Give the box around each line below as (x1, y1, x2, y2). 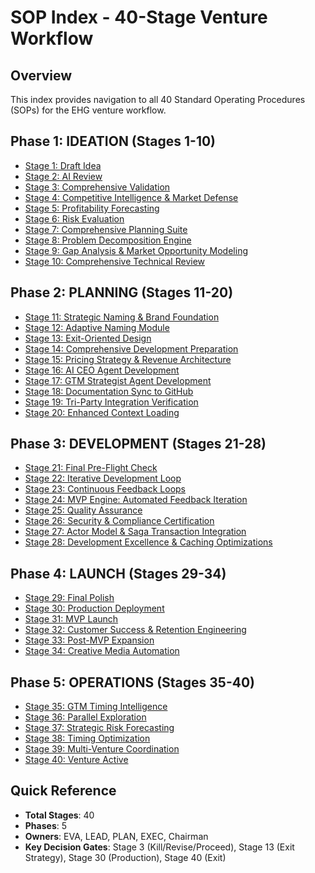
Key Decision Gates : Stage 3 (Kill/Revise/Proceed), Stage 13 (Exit (24, 841, 295, 853)
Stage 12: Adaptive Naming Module (24, 321, 170, 333)
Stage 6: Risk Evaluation (24, 212, 125, 225)
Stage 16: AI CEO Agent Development (24, 364, 180, 376)
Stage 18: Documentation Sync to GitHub (24, 385, 194, 397)
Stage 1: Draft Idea (24, 159, 102, 171)
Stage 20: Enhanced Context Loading (24, 406, 180, 418)
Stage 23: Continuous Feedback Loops (24, 483, 187, 495)
